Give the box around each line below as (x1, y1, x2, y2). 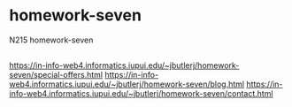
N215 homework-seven (9, 34, 94, 45)
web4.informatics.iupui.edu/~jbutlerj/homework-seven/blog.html (9, 79, 245, 89)
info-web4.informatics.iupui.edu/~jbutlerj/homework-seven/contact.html (9, 88, 273, 99)
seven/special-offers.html (9, 70, 104, 80)
